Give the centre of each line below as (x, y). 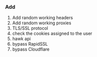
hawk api (21, 39)
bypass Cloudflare (31, 49)
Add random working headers (42, 18)
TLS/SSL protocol (30, 28)
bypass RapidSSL (30, 44)
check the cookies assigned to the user (52, 34)
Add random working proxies (42, 23)
